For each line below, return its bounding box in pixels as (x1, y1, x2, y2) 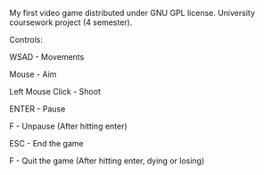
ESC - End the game (9, 138, 84, 148)
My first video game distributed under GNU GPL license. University (9, 8, 256, 18)
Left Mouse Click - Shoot (9, 87, 101, 96)
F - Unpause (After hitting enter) (9, 121, 128, 131)
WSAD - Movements (9, 52, 85, 62)
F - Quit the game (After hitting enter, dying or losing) (9, 155, 205, 166)
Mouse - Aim (9, 69, 57, 79)
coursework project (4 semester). (9, 17, 133, 28)
